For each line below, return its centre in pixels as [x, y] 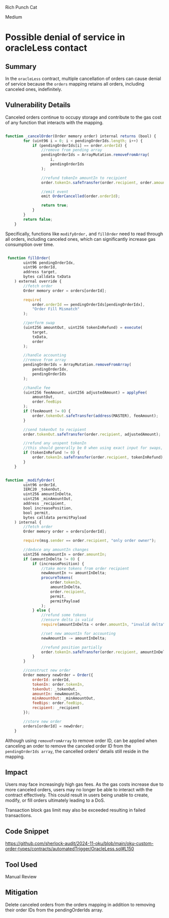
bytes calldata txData [47, 277]
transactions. [19, 815]
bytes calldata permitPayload [55, 517]
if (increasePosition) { [58, 564]
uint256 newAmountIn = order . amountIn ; [65, 554]
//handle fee [37, 388]
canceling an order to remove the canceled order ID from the [68, 746]
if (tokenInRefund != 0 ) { [52, 453]
